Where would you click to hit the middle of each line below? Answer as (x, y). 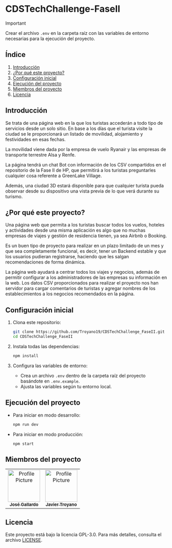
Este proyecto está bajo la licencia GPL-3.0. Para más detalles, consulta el (83, 535)
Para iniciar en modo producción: (48, 434)
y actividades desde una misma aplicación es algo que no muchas (75, 230)
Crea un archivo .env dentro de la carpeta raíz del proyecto (83, 375)
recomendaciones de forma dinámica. (45, 262)
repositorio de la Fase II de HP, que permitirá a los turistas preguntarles (81, 170)
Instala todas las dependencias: (46, 346)
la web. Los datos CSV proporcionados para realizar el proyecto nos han (82, 283)
